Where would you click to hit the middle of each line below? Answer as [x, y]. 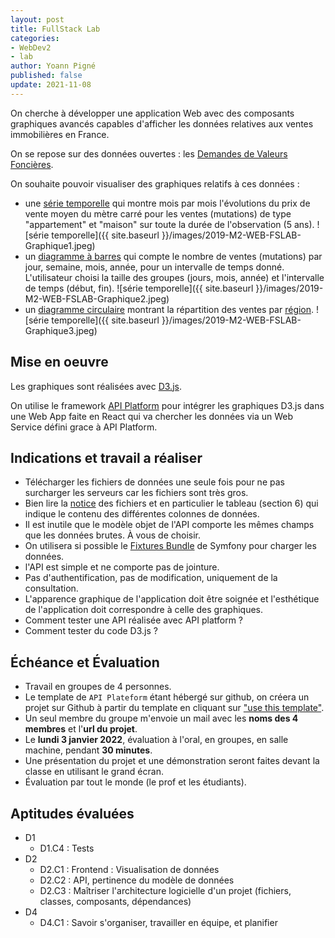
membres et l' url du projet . [81, 729]
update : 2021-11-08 [51, 85]
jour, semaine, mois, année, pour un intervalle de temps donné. [154, 267]
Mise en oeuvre [59, 362]
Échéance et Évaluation [85, 662]
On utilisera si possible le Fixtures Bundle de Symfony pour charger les [170, 546]
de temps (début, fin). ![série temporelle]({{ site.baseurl [139, 288]
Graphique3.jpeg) [61, 330]
